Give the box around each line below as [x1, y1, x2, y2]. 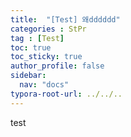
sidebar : [10, 71, 47, 81]
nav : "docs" [19, 80, 70, 90]
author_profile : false [10, 61, 105, 71]
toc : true [10, 42, 52, 53]
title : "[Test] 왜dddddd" [10, 14, 121, 25]
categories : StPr [10, 24, 87, 34]
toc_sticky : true [10, 52, 83, 62]
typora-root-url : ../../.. [10, 89, 123, 99]
